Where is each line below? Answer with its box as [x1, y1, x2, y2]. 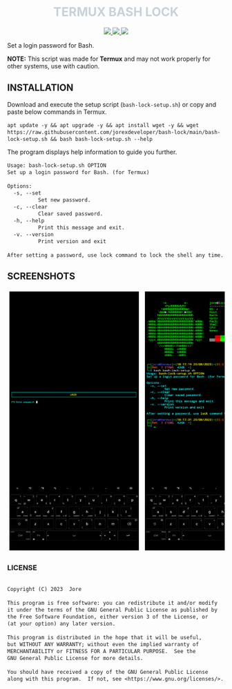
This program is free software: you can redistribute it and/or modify [7, 599, 217, 606]
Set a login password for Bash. [7, 41, 95, 49]
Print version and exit [37, 237, 107, 245]
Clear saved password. [37, 210, 104, 217]
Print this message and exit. [37, 224, 126, 231]
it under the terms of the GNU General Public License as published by [7, 606, 217, 613]
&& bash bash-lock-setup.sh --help [50, 135, 153, 142]
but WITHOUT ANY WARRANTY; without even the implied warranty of [7, 641, 199, 648]
